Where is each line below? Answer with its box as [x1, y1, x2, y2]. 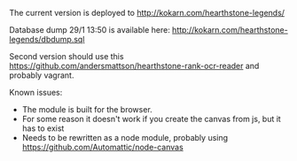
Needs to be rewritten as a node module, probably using [21, 133, 229, 142]
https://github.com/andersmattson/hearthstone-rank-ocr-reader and [9, 61, 260, 71]
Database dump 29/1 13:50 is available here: [9, 25, 170, 34]
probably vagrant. [9, 70, 74, 80]
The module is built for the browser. [21, 104, 152, 114]
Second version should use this [9, 51, 124, 61]
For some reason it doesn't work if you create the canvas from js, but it [21, 114, 281, 124]
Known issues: [9, 88, 63, 97]
